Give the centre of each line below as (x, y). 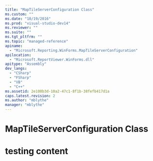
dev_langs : (16, 69)
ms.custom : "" (19, 14)
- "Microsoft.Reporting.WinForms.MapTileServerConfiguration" (74, 50)
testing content (37, 151)
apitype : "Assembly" (26, 64)
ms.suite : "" (18, 32)
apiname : (14, 46)
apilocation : (18, 55)
